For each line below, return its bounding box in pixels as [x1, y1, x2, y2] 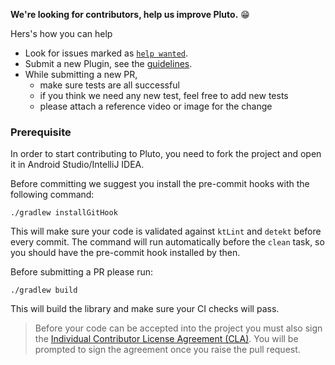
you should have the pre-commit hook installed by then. [10, 247, 241, 259]
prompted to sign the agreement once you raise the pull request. [34, 344, 301, 356]
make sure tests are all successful [39, 79, 180, 91]
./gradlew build [10, 285, 78, 296]
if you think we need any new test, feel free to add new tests [39, 90, 289, 101]
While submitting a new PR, [24, 69, 138, 80]
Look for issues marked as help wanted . [24, 47, 189, 59]
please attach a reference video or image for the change [39, 100, 273, 112]
